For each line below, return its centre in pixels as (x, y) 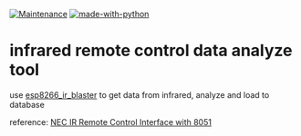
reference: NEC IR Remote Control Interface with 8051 (111, 121)
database (27, 104)
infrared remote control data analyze (151, 51)
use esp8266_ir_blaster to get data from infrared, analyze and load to (140, 94)
